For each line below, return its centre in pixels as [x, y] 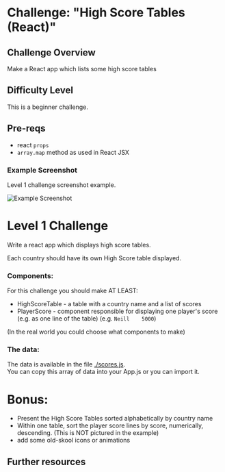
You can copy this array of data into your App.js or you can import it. [103, 372]
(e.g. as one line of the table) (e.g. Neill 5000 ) [87, 319]
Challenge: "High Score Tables [96, 13]
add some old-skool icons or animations [74, 440]
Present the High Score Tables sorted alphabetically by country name [115, 419]
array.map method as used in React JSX [73, 152]
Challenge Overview [51, 52]
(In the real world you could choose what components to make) [96, 332]
